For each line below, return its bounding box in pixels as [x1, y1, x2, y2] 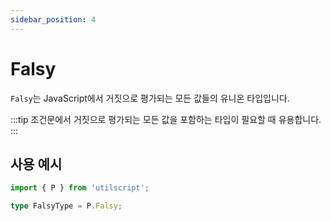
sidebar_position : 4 [10, 14, 97, 25]
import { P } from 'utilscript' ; [10, 183, 150, 193]
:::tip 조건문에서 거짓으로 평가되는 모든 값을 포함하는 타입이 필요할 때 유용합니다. [10, 113, 322, 125]
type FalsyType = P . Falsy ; [10, 201, 123, 211]
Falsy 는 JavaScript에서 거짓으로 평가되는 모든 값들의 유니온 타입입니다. [10, 92, 290, 104]
